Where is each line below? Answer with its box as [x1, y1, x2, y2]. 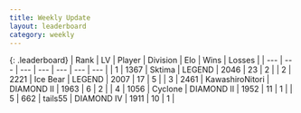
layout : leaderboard [9, 22, 88, 31]
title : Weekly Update [9, 13, 91, 23]
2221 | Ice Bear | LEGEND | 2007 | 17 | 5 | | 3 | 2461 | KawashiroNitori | [9, 74, 269, 85]
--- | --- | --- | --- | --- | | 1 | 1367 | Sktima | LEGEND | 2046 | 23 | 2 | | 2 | [19, 64, 292, 75]
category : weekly [9, 30, 75, 39]
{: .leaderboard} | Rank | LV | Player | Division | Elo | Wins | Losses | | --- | [9, 55, 283, 66]
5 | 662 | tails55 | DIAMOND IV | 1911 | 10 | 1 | [9, 93, 175, 104]
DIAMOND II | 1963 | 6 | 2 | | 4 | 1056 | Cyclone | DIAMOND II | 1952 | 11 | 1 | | [9, 83, 293, 95]
